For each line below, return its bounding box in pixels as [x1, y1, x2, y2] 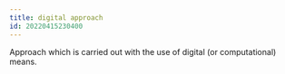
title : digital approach [9, 13, 103, 23]
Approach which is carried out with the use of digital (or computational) [9, 46, 277, 57]
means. [9, 56, 38, 67]
